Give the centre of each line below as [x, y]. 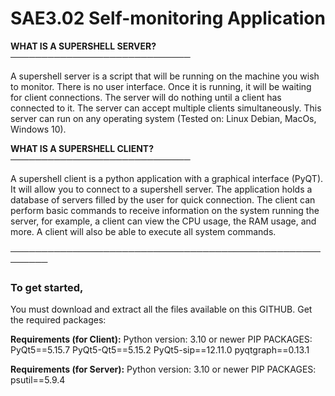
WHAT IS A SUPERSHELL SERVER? [83, 46]
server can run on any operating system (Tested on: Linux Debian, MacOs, [163, 118]
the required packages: [58, 320]
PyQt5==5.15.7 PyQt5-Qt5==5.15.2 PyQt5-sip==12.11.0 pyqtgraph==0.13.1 [160, 350]
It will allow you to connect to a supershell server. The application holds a [161, 189]
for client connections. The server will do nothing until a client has [146, 97]
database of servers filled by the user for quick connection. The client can [163, 199]
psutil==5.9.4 [38, 380]
